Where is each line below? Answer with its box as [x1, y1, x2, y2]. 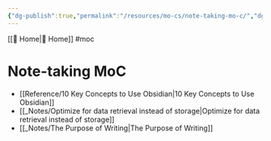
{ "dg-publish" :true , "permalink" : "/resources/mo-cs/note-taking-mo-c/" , [7, 11, 254, 20]
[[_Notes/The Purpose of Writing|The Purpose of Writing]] [19, 122, 214, 133]
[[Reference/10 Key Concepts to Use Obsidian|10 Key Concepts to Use [19, 89, 255, 98]
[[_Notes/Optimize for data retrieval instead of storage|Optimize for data [19, 106, 260, 115]
